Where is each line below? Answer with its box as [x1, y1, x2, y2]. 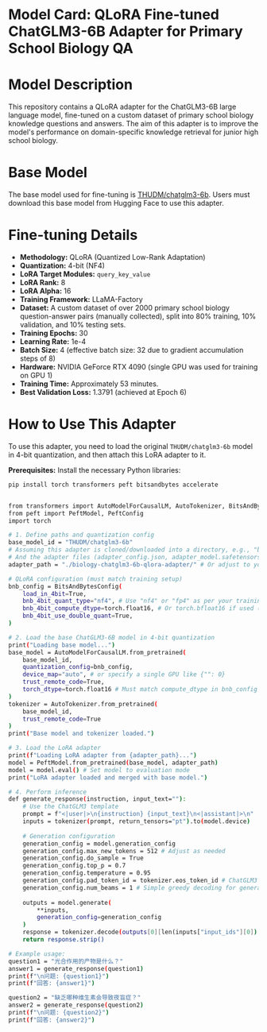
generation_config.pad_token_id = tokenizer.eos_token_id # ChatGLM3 [22, 876, 258, 885]
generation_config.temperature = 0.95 [22, 869, 151, 877]
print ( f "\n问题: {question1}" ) [8, 972, 110, 980]
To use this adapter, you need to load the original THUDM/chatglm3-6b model [8, 441, 253, 450]
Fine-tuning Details [8, 226, 138, 244]
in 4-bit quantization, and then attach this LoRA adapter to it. [8, 450, 207, 459]
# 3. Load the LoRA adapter [8, 744, 102, 752]
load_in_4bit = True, [22, 589, 87, 597]
